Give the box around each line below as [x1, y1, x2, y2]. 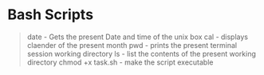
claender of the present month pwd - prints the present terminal [26, 40, 237, 49]
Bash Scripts [7, 6, 93, 24]
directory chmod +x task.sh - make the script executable [26, 57, 214, 67]
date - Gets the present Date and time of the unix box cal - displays [26, 32, 249, 41]
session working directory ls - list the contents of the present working [26, 49, 257, 58]
